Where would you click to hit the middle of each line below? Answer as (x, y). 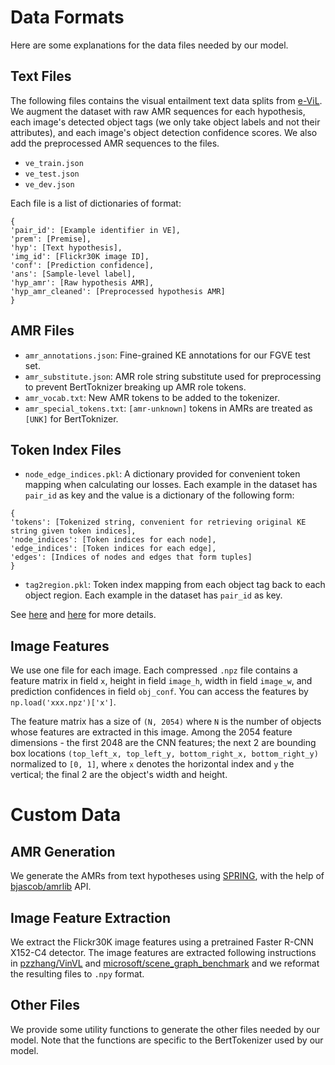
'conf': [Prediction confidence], (82, 265)
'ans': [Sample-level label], (73, 274)
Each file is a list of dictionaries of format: (96, 203)
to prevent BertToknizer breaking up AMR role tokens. (135, 387)
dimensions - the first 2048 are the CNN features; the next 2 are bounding (163, 743)
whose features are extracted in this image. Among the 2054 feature (151, 732)
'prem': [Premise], (51, 239)
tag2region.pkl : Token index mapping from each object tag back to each (175, 585)
